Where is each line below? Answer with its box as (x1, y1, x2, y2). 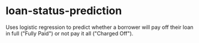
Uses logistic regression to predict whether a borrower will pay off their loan (5, 24, 194, 31)
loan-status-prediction (5, 4, 122, 18)
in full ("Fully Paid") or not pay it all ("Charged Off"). (5, 29, 134, 37)
